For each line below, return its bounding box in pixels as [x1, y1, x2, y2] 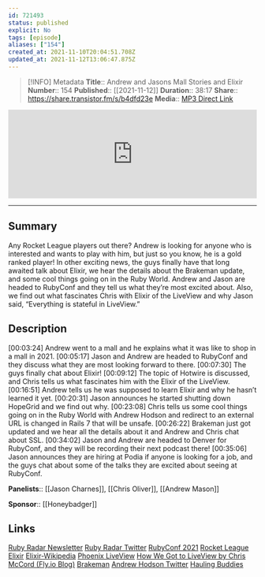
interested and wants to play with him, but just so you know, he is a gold [8, 249, 242, 259]
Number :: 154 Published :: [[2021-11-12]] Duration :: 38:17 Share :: [27, 85, 238, 95]
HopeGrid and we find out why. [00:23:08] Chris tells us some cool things [8, 401, 248, 411]
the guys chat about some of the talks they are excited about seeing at [8, 460, 238, 470]
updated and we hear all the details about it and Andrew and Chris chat [8, 426, 239, 436]
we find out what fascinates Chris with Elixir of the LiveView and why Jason [8, 291, 254, 300]
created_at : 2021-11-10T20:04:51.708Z [8, 48, 136, 56]
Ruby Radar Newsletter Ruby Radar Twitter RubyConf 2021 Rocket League [8, 543, 249, 553]
